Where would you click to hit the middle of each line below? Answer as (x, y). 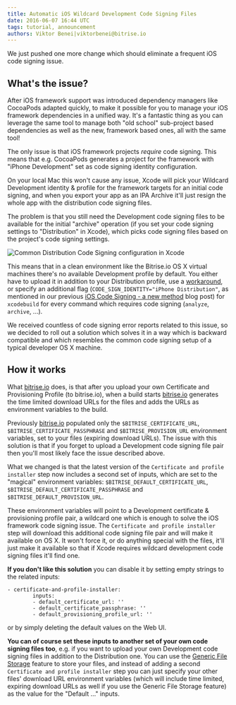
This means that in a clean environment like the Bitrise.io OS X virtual (107, 266)
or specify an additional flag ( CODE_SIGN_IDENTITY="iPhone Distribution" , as (118, 289)
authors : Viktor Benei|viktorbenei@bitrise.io (77, 34)
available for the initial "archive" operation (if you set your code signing (110, 224)
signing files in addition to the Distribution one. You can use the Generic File (117, 656)
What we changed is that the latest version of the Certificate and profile (116, 466)
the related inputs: (33, 576)
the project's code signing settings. (58, 239)
